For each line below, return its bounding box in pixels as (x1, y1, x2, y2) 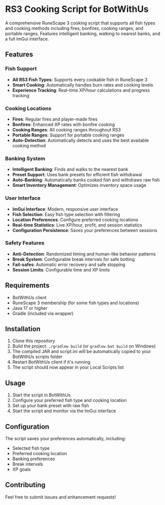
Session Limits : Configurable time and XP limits (12, 266, 110, 272)
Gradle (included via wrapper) (12, 310, 74, 316)
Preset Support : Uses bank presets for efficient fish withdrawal (12, 172, 142, 178)
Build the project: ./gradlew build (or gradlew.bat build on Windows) (12, 343, 156, 349)
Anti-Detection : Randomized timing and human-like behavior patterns (12, 251, 156, 257)
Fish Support (5, 65, 37, 72)
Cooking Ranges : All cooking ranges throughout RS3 (12, 126, 121, 132)
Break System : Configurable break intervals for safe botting (12, 256, 135, 262)
